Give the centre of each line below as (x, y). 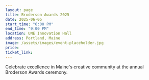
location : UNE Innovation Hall (39, 33)
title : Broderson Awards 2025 (38, 15)
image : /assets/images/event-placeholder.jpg (54, 43)
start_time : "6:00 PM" (29, 24)
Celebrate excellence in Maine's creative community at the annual (74, 67)
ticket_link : (19, 52)
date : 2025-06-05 (24, 19)
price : (12, 48)
